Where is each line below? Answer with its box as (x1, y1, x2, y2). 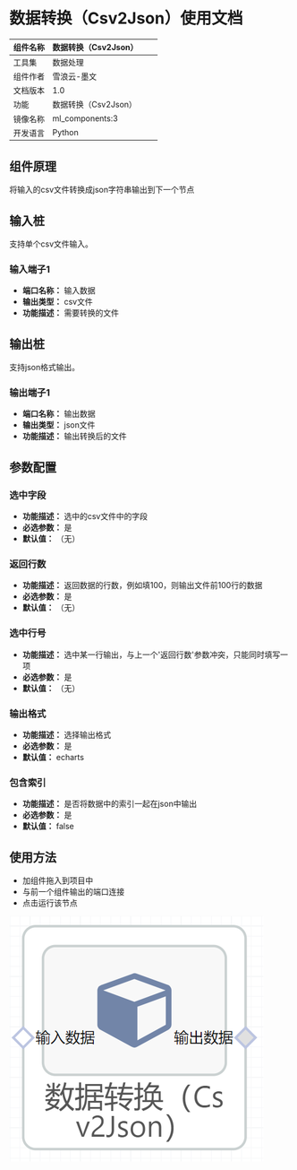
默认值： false (21, 821, 74, 832)
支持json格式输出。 (9, 362, 81, 373)
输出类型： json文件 (21, 420, 96, 430)
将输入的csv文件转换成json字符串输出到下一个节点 (9, 185, 195, 195)
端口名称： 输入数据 (21, 285, 96, 296)
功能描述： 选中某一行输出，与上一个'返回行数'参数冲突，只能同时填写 (21, 649, 281, 660)
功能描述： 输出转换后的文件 (21, 431, 127, 442)
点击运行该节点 (21, 897, 78, 908)
